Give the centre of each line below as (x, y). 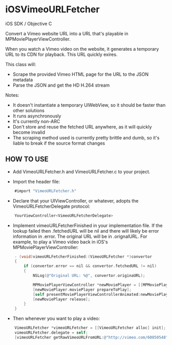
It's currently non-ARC (36, 121)
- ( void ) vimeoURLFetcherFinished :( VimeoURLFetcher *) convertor (83, 257)
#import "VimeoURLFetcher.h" (46, 191)
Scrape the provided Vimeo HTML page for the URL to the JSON (81, 74)
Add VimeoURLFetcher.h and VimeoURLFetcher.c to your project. (81, 171)
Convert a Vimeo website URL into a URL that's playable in (67, 33)
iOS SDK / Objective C (29, 24)
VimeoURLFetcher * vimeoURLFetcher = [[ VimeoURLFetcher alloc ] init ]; (90, 328)
